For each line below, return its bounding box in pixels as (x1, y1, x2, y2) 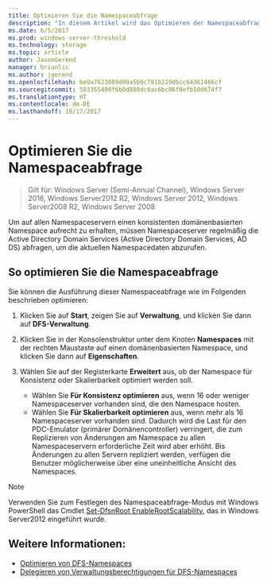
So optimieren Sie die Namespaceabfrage (8, 265, 219, 279)
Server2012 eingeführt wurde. (8, 514, 107, 524)
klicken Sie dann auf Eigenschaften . (19, 351, 139, 361)
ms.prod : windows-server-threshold (8, 33, 126, 42)
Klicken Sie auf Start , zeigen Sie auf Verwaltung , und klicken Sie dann (19, 311, 252, 320)
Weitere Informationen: (8, 537, 126, 551)
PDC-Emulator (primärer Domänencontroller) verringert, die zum (31, 424, 243, 434)
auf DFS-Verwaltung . (19, 319, 91, 328)
